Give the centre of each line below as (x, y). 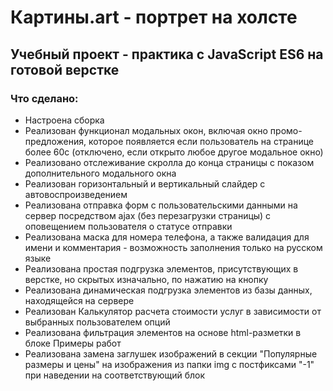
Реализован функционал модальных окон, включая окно (146, 130)
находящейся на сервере (79, 300)
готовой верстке (65, 69)
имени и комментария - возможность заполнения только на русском (173, 247)
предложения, (55, 141)
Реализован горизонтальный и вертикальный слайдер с (145, 183)
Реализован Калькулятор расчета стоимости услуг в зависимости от (173, 311)
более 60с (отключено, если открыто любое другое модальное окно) (174, 152)
